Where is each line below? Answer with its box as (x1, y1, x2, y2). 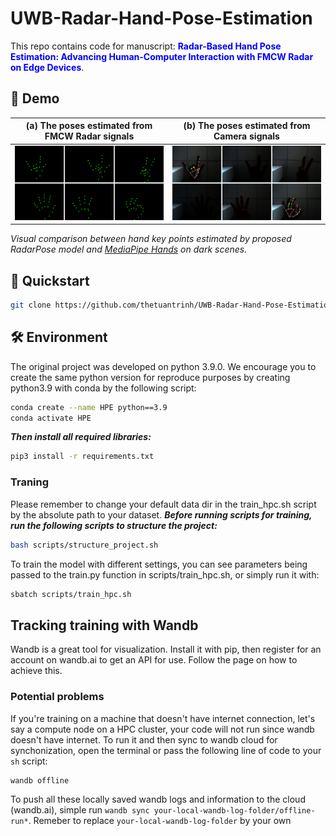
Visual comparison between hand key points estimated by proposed (10, 233, 292, 245)
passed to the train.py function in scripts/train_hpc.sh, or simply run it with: (10, 568, 320, 581)
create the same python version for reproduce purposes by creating (10, 371, 291, 383)
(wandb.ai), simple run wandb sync (10, 804, 150, 816)
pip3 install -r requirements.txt (10, 452, 155, 462)
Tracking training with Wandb (10, 617, 199, 634)
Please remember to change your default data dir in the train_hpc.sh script (10, 498, 317, 510)
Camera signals (213, 130, 280, 142)
